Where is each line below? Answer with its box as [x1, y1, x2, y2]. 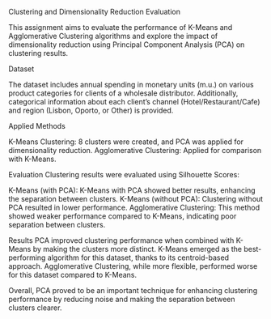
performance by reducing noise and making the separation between [8, 295, 235, 304]
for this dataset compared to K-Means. [8, 270, 138, 279]
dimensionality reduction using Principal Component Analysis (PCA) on [8, 40, 245, 49]
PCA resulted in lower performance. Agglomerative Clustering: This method [8, 202, 260, 212]
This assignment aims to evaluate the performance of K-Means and [8, 23, 233, 32]
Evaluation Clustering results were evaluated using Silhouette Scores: [8, 170, 240, 179]
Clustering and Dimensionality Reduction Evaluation [8, 7, 180, 16]
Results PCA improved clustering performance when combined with [8, 236, 235, 245]
